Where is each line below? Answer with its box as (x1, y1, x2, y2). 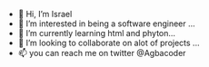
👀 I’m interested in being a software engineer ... (17, 18, 195, 29)
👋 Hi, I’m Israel (17, 9, 73, 19)
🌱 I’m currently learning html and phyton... (17, 28, 175, 38)
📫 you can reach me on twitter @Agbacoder (17, 48, 186, 58)
